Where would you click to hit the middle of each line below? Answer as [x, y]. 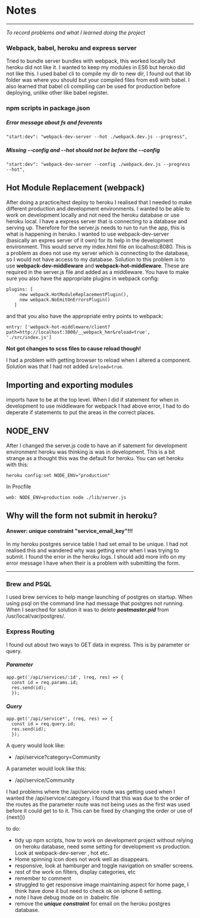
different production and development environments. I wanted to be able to [98, 208]
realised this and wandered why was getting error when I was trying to [93, 550]
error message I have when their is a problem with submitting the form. [93, 563]
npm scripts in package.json [48, 108]
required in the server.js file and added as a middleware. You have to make [98, 272]
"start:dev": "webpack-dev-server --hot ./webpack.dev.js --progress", [97, 137]
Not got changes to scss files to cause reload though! [74, 348]
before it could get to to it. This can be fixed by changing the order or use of [99, 811]
